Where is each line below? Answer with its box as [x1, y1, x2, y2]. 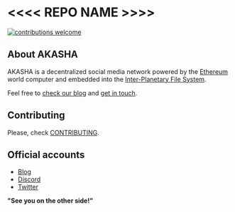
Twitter [17, 183, 39, 191]
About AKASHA [7, 48, 78, 60]
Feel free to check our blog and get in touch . [7, 88, 138, 97]
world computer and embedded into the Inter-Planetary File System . [7, 75, 207, 83]
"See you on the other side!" [7, 196, 94, 205]
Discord [17, 175, 41, 184]
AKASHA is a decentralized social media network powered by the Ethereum [7, 67, 229, 75]
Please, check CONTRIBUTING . [7, 128, 99, 137]
